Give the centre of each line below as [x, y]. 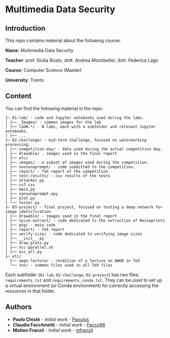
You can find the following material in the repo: [54, 108]
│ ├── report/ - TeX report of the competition [57, 171]
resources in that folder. [30, 291]
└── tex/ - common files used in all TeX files [61, 265]
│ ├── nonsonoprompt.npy [32, 194]
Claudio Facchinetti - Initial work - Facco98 [59, 325]
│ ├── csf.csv [20, 185]
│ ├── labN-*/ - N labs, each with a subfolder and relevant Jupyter [81, 127]
